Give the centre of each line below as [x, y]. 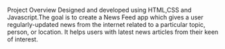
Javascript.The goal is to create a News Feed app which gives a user [105, 17]
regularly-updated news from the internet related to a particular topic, [106, 24]
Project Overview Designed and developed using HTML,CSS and [99, 10]
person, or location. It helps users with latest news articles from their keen [113, 32]
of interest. [22, 39]
